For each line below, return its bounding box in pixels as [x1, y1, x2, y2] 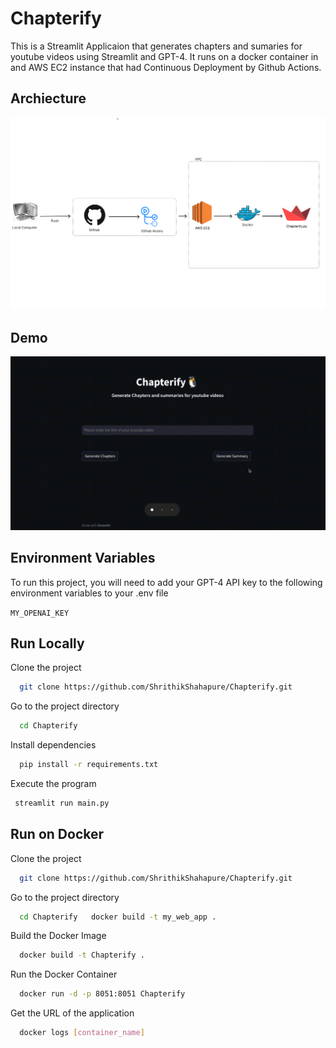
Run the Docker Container [10, 968, 118, 981]
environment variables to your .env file [10, 587, 169, 599]
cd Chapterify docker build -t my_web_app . [19, 912, 217, 922]
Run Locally [10, 635, 85, 652]
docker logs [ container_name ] [19, 1028, 145, 1038]
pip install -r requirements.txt [19, 760, 159, 770]
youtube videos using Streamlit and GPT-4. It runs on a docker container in [10, 50, 319, 62]
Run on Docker [10, 826, 105, 843]
